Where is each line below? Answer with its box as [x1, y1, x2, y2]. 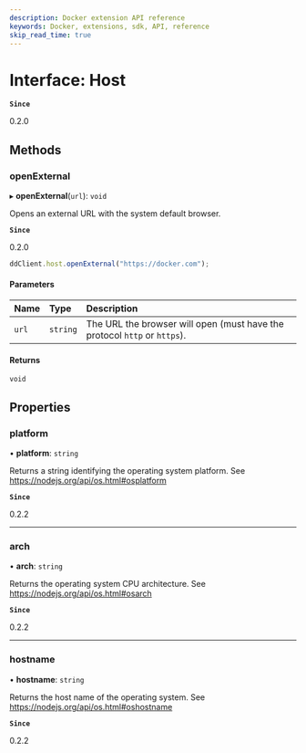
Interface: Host [9, 69, 126, 90]
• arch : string [9, 560, 64, 571]
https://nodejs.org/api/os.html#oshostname [9, 701, 173, 712]
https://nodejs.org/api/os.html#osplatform [9, 475, 167, 486]
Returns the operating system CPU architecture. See [9, 579, 207, 590]
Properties [9, 399, 71, 415]
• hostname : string [9, 674, 85, 685]
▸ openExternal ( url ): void [9, 191, 107, 201]
